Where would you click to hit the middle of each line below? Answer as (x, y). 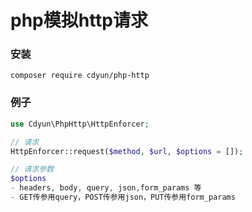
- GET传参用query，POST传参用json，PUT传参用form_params (123, 197)
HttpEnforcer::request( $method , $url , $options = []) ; (127, 151)
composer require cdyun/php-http (80, 76)
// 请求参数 (32, 169)
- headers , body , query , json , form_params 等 (106, 188)
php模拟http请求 (79, 20)
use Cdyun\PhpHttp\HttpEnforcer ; (80, 124)
